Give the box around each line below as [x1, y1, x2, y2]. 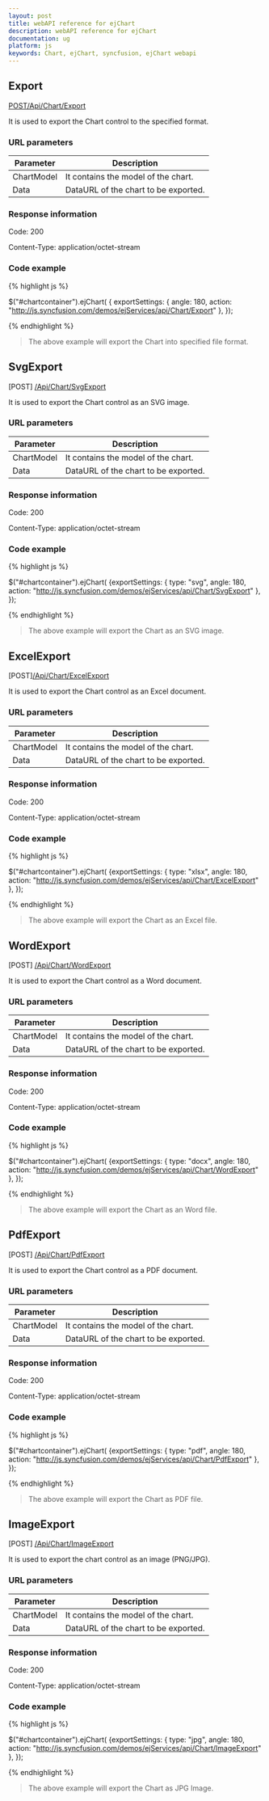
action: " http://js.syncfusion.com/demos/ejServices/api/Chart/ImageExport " [8, 1744, 262, 1753]
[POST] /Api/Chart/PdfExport [8, 1250, 105, 1259]
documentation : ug [8, 34, 70, 43]
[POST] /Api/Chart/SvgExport [8, 382, 107, 391]
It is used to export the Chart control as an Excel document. [8, 686, 207, 696]
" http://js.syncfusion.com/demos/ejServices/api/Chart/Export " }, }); [8, 305, 233, 315]
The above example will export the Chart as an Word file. [27, 1204, 217, 1214]
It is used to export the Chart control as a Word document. [8, 976, 202, 985]
